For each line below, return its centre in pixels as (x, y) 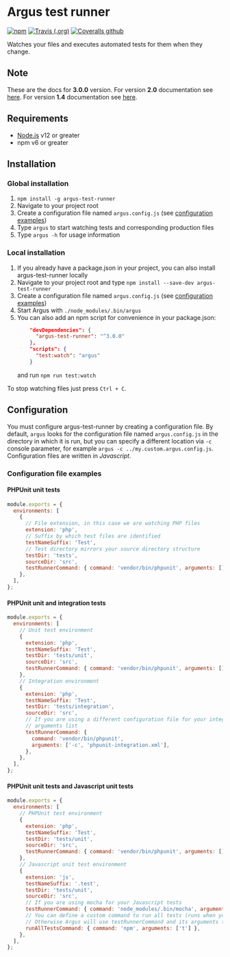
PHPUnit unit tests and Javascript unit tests (70, 786)
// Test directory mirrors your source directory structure (113, 549)
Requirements (38, 118)
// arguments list (51, 726)
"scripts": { (48, 349)
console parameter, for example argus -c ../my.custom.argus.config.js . (111, 448)
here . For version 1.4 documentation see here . (72, 97)
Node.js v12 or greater (48, 135)
